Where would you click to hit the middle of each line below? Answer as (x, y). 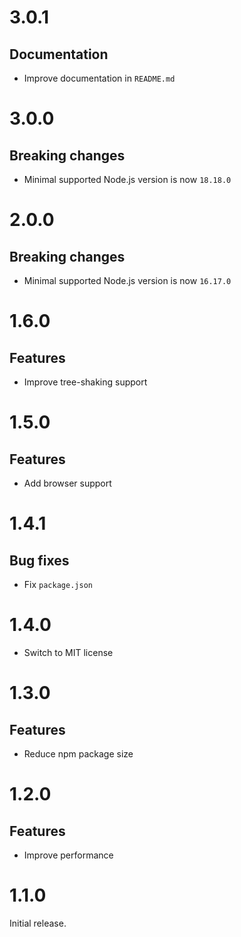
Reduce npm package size (78, 753)
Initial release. (38, 923)
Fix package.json (58, 584)
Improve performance (68, 855)
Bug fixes (39, 560)
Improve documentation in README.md (99, 78)
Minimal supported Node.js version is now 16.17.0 (127, 280)
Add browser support (67, 483)
